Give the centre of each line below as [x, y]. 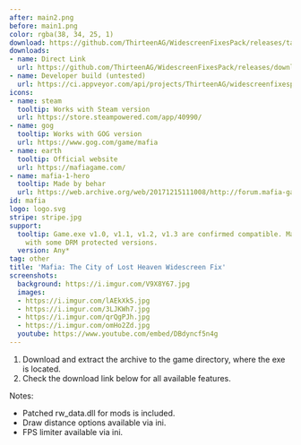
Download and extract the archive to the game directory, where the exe [154, 359]
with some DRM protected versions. [92, 243]
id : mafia [28, 201]
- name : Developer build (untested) [77, 76]
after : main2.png [42, 17]
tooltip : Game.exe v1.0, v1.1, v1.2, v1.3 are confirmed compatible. [150, 234]
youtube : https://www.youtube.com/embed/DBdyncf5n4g [118, 334]
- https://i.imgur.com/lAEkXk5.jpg [84, 301]
